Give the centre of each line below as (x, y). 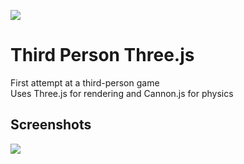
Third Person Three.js (102, 55)
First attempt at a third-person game (85, 82)
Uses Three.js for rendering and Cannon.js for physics (122, 93)
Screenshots (51, 125)
